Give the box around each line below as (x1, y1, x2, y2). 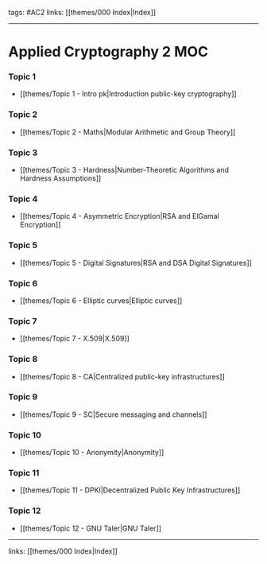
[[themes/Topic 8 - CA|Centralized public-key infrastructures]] (19, 371, 225, 381)
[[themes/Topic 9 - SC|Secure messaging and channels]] (19, 410, 207, 419)
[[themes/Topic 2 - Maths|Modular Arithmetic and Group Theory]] (19, 127, 236, 137)
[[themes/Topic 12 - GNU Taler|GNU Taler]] (19, 523, 161, 533)
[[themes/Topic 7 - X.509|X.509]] (19, 334, 130, 344)
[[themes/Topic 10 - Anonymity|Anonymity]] (19, 448, 164, 457)
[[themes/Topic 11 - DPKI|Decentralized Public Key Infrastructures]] (19, 485, 241, 495)
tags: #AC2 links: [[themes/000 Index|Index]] (8, 8, 157, 17)
